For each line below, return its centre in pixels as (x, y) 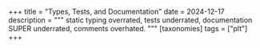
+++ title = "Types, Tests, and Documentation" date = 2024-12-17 (117, 12)
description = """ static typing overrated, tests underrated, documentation (130, 20)
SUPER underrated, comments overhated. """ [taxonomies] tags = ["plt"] (128, 28)
